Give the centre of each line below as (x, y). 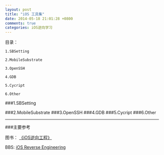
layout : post (18, 10)
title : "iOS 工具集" (25, 14)
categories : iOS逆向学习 (29, 28)
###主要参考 (18, 127)
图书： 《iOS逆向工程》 (29, 137)
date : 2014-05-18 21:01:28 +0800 (39, 19)
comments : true (20, 23)
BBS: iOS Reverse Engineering (35, 147)
